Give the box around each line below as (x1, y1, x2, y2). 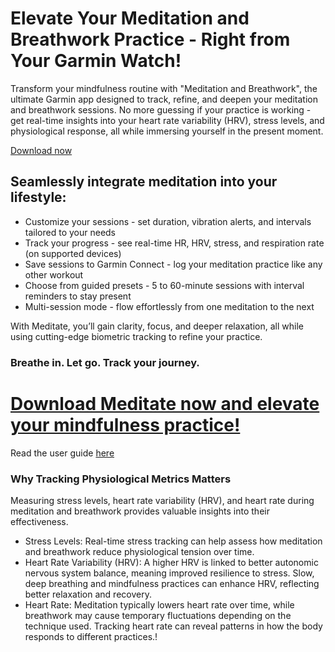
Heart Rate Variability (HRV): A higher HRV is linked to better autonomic (24, 556, 319, 568)
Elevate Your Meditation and (10, 7, 250, 30)
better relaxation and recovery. (24, 588, 152, 600)
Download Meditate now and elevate (10, 392, 320, 415)
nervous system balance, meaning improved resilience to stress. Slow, (24, 567, 315, 579)
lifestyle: (10, 189, 67, 206)
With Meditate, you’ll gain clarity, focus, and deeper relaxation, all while (10, 320, 304, 332)
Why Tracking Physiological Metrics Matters (10, 472, 232, 486)
